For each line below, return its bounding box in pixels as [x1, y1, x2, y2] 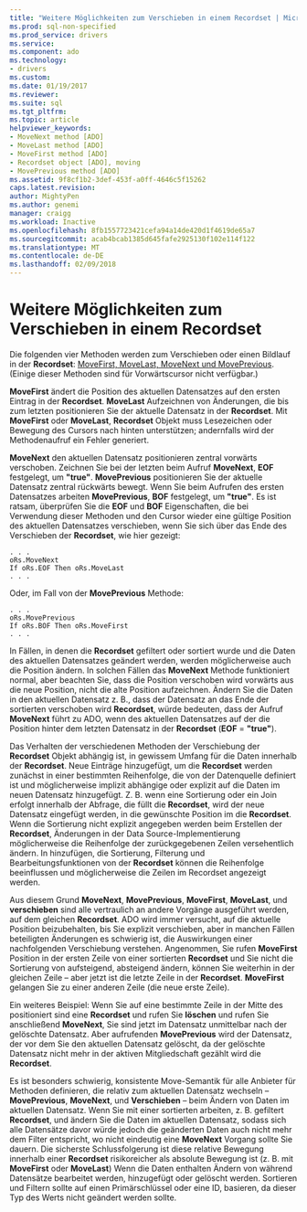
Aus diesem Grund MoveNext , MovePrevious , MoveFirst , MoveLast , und [9, 894, 288, 905]
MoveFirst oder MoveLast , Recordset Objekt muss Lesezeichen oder [9, 415, 272, 426]
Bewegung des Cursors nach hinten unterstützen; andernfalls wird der [9, 424, 274, 435]
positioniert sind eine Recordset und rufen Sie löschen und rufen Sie [9, 1009, 270, 1020]
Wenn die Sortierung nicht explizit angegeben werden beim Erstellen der [9, 818, 283, 829]
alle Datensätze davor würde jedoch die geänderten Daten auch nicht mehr [9, 1123, 292, 1134]
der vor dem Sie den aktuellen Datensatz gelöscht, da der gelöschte [9, 1038, 266, 1049]
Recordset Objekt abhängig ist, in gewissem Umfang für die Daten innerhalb [9, 750, 297, 761]
